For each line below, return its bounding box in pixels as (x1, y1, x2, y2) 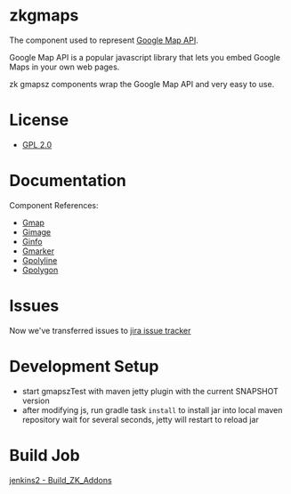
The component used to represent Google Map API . (9, 35, 198, 45)
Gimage (21, 226, 52, 237)
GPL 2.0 (21, 139, 53, 150)
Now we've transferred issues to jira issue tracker (9, 325, 191, 336)
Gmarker (21, 246, 55, 256)
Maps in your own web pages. (9, 61, 120, 72)
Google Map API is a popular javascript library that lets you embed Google (9, 52, 280, 62)
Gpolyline (21, 255, 58, 265)
